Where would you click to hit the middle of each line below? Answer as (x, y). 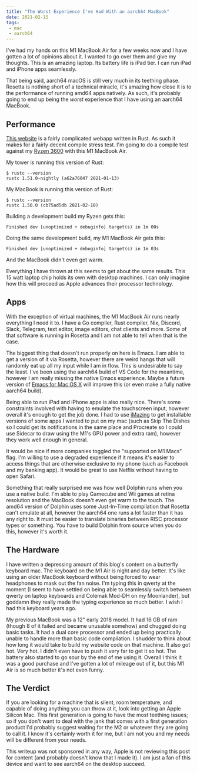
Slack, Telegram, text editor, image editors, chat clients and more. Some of (96, 329)
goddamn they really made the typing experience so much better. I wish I (95, 602)
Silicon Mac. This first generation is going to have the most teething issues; (97, 715)
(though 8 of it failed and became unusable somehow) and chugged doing (96, 625)
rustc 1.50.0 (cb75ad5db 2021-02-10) (52, 205)
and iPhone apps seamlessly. (41, 69)
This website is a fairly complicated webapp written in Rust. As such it (91, 138)
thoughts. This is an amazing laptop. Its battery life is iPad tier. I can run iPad (98, 63)
